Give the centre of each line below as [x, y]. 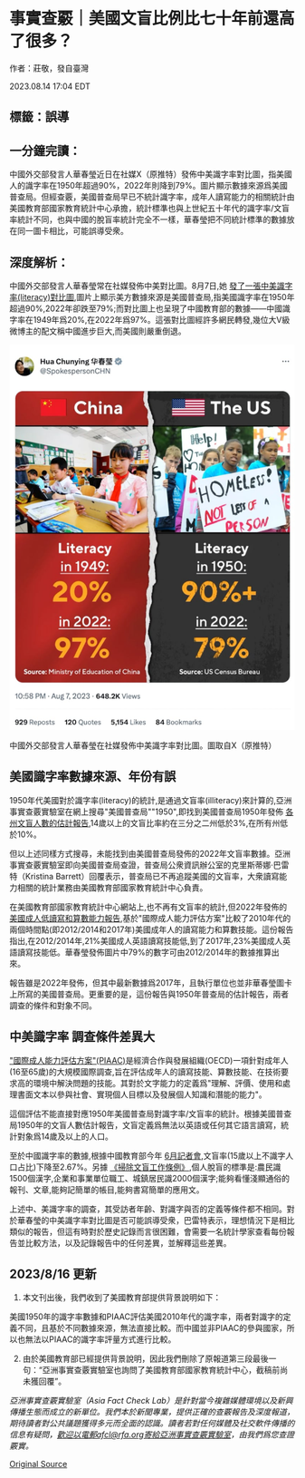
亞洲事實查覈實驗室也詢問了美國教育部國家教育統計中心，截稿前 [161, 1370]
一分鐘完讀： [45, 151]
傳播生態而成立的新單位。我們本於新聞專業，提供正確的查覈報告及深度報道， [152, 1412]
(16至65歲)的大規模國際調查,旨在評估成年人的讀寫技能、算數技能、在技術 [145, 1072]
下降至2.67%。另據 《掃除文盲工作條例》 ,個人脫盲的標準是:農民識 [158, 1167]
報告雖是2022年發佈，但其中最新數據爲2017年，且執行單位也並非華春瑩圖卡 [151, 982]
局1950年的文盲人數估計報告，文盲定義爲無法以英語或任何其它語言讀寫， [145, 1124]
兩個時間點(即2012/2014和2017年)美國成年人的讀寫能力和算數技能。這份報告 [152, 929]
